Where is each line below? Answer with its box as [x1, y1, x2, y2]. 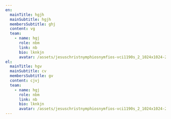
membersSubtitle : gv [10, 73, 53, 78]
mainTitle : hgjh [10, 12, 44, 17]
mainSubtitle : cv [10, 69, 47, 74]
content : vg [10, 26, 36, 31]
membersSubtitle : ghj [10, 21, 56, 27]
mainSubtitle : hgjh [10, 17, 51, 22]
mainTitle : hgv [10, 64, 42, 69]
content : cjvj [10, 78, 40, 83]
